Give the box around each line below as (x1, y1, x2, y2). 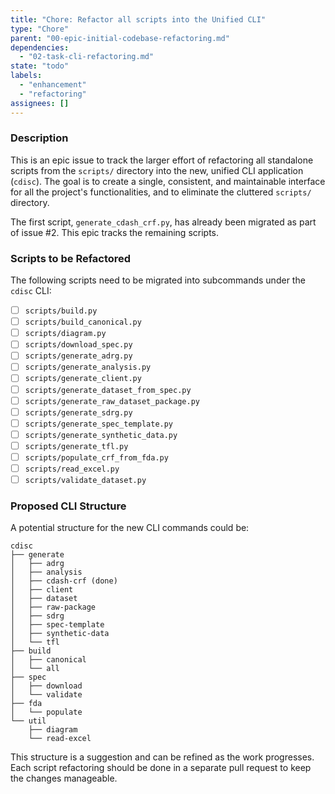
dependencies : (10, 42, 70, 53)
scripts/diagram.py (24, 329, 107, 339)
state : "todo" (10, 61, 70, 71)
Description (10, 131, 69, 145)
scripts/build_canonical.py (24, 317, 142, 328)
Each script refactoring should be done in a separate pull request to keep (10, 762, 312, 774)
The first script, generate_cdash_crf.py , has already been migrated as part (10, 216, 317, 228)
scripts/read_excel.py (24, 464, 120, 474)
